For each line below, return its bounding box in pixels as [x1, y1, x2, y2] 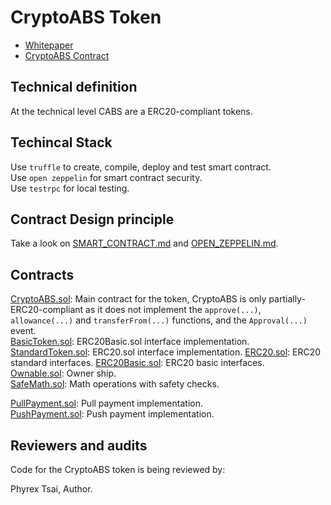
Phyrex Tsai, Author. [10, 483, 93, 495]
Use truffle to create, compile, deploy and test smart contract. [10, 161, 272, 173]
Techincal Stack [10, 134, 113, 151]
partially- [268, 293, 306, 305]
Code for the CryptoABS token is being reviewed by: [10, 464, 226, 475]
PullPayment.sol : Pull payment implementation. [10, 397, 203, 410]
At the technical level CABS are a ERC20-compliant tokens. [10, 105, 253, 117]
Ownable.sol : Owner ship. [10, 367, 117, 380]
